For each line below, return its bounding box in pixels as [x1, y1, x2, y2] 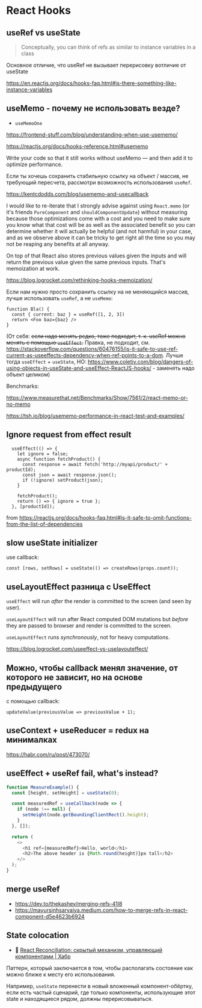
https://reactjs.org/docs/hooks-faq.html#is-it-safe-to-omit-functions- [19, 514, 192, 521]
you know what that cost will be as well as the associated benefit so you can [6, 221, 195, 229]
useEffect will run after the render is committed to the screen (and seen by [6, 598, 192, 605]
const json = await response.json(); [22, 472, 117, 478]
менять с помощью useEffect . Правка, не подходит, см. [6, 339, 150, 346]
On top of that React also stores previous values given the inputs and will [6, 252, 187, 259]
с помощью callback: [6, 698, 60, 705]
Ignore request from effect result [6, 429, 132, 440]
